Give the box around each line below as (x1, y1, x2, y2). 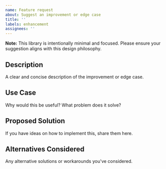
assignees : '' (5, 26, 36, 31)
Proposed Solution (5, 117, 65, 125)
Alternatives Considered (5, 145, 85, 153)
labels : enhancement (5, 21, 49, 27)
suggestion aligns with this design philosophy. (5, 46, 102, 52)
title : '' (5, 17, 26, 22)
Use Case (5, 88, 37, 97)
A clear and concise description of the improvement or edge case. (5, 74, 144, 80)
